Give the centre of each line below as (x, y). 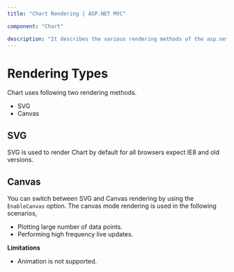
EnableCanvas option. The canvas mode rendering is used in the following (112, 206)
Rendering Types (58, 73)
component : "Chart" (36, 26)
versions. (20, 160)
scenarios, (22, 213)
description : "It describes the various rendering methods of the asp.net (118, 39)
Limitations (24, 248)
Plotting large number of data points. (70, 227)
